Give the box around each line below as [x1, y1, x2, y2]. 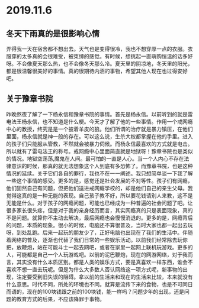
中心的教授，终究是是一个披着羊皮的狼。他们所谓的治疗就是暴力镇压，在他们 [6, 125, 193, 132]
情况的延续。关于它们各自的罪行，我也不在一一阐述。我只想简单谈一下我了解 [6, 170, 193, 177]
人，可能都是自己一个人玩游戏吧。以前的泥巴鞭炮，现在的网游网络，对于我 [6, 251, 188, 258]
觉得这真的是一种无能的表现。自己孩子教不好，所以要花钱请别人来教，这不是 [6, 192, 193, 199]
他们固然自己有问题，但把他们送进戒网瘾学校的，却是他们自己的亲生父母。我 [6, 184, 193, 192]
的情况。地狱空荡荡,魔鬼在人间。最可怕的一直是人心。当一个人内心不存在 [6, 155, 185, 162]
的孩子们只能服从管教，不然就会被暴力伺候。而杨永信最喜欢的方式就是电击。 [6, 140, 193, 147]
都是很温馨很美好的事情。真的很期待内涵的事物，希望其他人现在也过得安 [6, 67, 182, 74]
